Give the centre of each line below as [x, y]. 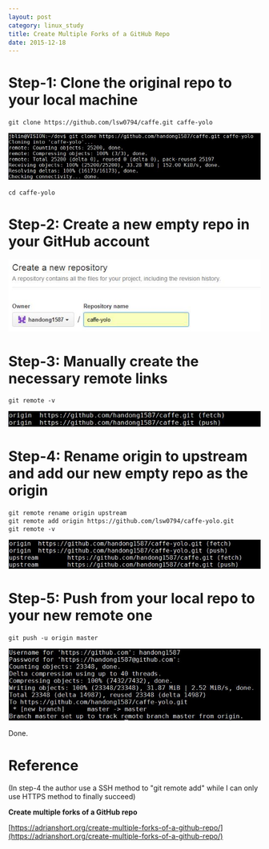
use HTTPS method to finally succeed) [72, 796]
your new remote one [80, 615]
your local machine [73, 100]
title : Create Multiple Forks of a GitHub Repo [89, 34]
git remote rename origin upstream [68, 513]
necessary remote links [88, 378]
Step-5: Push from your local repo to [132, 598]
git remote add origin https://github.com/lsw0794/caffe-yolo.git [121, 521]
